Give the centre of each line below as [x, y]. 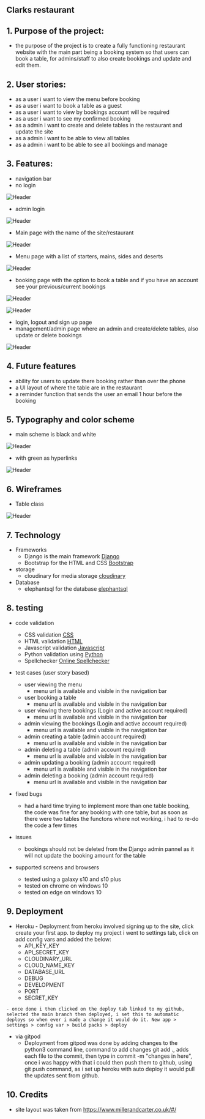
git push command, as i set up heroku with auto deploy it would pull [109, 1069]
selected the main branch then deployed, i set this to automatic [93, 1014]
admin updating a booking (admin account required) [90, 762]
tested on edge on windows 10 [63, 892]
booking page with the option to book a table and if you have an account [106, 280]
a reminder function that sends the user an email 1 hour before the [99, 394]
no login [25, 185]
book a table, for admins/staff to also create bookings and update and [103, 59]
